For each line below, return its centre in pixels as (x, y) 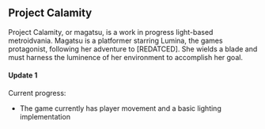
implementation (45, 117)
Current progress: (37, 93)
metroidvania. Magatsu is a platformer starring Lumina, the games (115, 40)
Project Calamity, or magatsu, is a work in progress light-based (111, 32)
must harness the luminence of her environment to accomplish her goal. (126, 57)
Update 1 (23, 75)
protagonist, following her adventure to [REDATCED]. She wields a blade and (133, 49)
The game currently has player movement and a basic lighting (120, 108)
